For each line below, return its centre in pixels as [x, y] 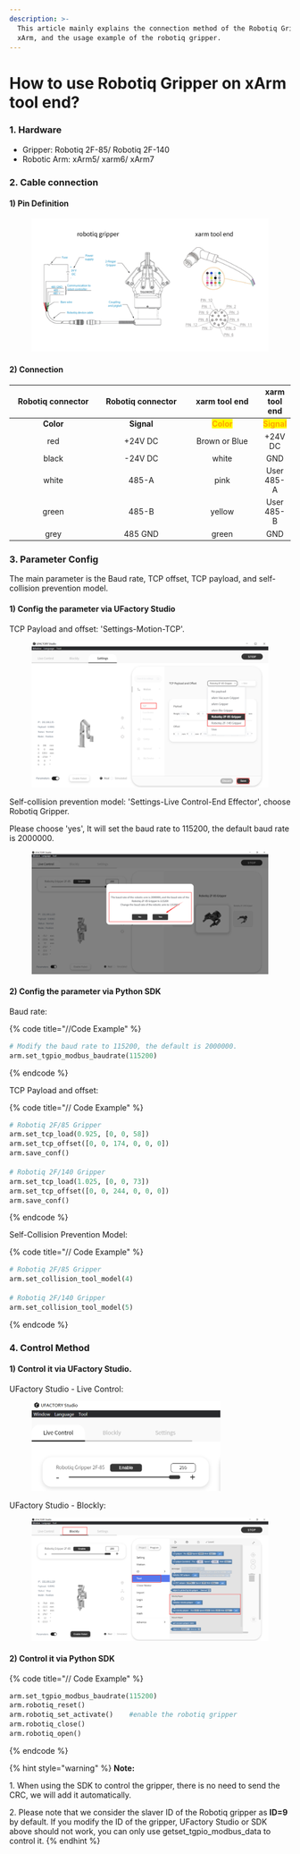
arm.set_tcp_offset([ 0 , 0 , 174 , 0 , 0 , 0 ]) [89, 1144]
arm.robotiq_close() [48, 1724]
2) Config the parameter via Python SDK [85, 991]
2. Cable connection [54, 182]
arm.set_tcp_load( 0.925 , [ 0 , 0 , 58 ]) [79, 1135]
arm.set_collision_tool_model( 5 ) [71, 1307]
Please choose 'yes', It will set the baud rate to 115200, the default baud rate [150, 829]
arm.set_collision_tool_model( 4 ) [71, 1280]
